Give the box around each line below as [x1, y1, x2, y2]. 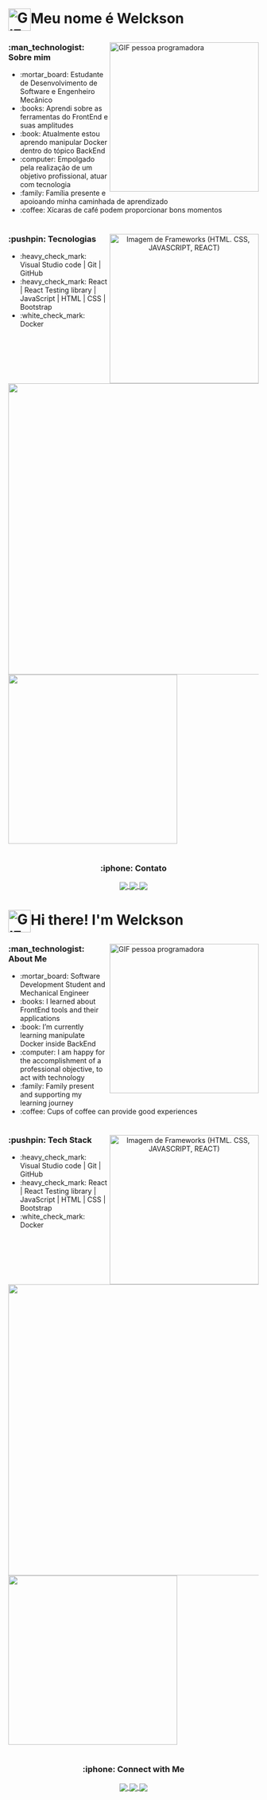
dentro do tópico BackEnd [19, 146, 106, 155]
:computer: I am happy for [19, 1047, 106, 1057]
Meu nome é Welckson [30, 10, 184, 28]
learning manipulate [19, 1030, 85, 1039]
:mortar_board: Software [19, 971, 101, 980]
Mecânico [19, 96, 53, 105]
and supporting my [19, 1090, 82, 1099]
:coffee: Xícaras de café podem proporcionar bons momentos [19, 205, 222, 215]
